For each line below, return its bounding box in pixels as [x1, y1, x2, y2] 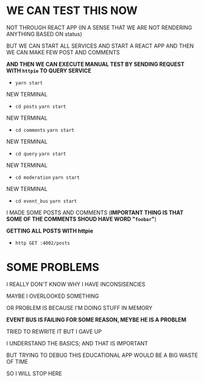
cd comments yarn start [15, 127, 75, 133]
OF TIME [6, 358, 29, 365]
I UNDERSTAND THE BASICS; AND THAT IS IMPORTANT [6, 339, 148, 347]
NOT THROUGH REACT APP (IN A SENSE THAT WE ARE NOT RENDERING [6, 24, 192, 31]
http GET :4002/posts [15, 240, 70, 246]
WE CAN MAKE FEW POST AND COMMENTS [6, 48, 120, 56]
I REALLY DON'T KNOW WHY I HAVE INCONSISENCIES [6, 280, 146, 287]
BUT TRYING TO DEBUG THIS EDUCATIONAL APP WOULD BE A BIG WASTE [6, 351, 199, 359]
